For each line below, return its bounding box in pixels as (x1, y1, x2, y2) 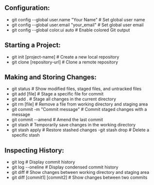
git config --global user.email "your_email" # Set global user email (11, 22, 144, 28)
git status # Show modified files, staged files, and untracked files (11, 86, 142, 92)
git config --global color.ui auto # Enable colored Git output (11, 27, 130, 33)
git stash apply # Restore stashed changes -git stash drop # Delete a (11, 127, 149, 133)
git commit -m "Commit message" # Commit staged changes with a (11, 107, 147, 112)
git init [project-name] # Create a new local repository (11, 54, 120, 60)
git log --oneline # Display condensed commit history (11, 164, 119, 170)
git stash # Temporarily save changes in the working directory (11, 122, 136, 128)
